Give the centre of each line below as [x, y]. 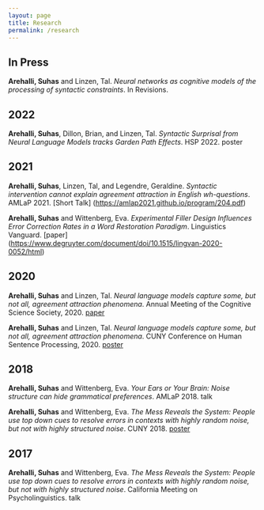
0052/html [25, 251]
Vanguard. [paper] [38, 235]
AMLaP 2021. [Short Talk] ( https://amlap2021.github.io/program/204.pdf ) [127, 202]
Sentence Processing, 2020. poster [66, 344]
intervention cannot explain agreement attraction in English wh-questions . [129, 194]
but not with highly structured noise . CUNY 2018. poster [99, 429]
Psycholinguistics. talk [45, 498]
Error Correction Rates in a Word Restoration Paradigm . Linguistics [117, 226]
